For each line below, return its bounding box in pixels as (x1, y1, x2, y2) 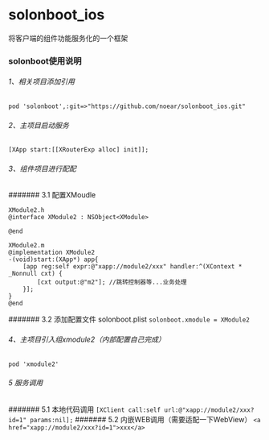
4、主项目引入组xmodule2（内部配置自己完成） (8, 334, 166, 344)
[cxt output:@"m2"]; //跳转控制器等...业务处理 (37, 278, 187, 287)
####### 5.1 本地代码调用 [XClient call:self (8, 405, 161, 414)
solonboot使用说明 (8, 55, 82, 66)
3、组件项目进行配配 (8, 164, 76, 173)
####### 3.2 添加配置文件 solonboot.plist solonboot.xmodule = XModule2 (8, 314, 251, 324)
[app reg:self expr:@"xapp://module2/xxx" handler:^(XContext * (22, 263, 243, 271)
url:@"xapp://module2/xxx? (164, 405, 255, 414)
